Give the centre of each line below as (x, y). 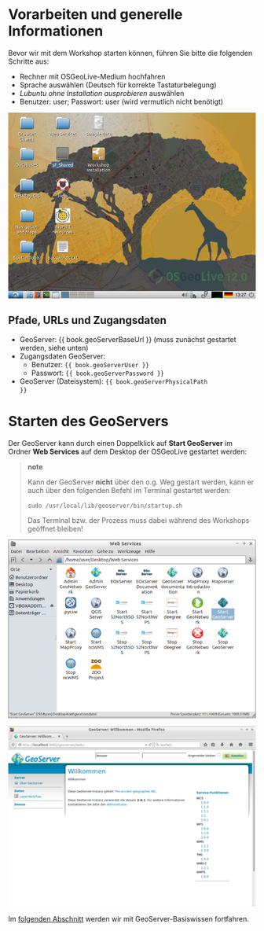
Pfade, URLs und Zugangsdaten (88, 320)
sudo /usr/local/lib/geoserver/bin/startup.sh (105, 506)
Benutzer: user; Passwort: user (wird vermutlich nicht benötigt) (121, 101)
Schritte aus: (29, 61)
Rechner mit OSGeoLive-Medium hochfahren (92, 76)
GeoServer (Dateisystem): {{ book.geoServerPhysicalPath (114, 381)
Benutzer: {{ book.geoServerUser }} (90, 364)
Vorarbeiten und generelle (95, 15)
